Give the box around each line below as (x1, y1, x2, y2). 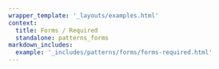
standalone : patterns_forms (15, 33, 109, 42)
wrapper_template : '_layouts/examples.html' (8, 11, 159, 20)
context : (8, 19, 38, 27)
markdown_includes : (8, 41, 74, 49)
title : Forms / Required (15, 26, 98, 34)
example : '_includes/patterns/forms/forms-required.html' (15, 48, 213, 56)
